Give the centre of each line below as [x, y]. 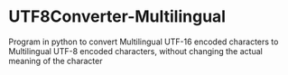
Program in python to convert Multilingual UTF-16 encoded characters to [144, 42]
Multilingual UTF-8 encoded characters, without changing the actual [135, 51]
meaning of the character [56, 61]
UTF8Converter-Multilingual [117, 17]
